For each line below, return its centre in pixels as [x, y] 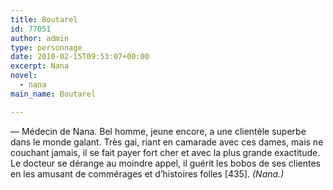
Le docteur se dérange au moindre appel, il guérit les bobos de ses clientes [165, 163]
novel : [24, 76]
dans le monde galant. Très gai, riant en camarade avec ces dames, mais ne [167, 142]
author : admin [40, 38]
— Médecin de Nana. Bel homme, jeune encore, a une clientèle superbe [158, 131]
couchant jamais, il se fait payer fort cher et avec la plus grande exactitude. [165, 152]
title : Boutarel [44, 19]
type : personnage [46, 47]
